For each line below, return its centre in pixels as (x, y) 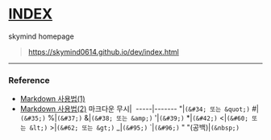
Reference (29, 80)
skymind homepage (41, 36)
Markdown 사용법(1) (53, 99)
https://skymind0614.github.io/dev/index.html (103, 51)
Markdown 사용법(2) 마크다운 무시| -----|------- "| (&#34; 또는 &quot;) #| (140, 109)
